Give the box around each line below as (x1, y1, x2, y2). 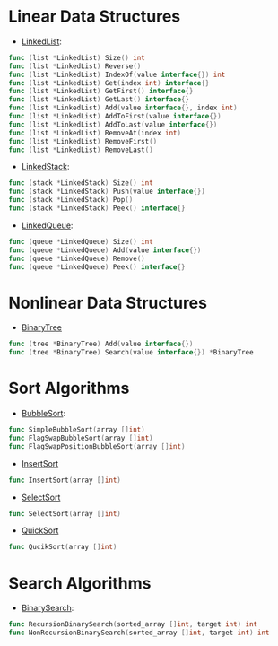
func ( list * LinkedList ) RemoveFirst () (8, 136, 158, 145)
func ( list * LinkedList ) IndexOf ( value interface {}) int (8, 70, 226, 79)
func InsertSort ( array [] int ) (8, 476, 122, 484)
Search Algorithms (8, 572, 152, 593)
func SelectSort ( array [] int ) (8, 509, 122, 518)
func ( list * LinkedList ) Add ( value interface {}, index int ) (8, 103, 239, 113)
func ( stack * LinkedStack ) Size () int (8, 179, 153, 188)
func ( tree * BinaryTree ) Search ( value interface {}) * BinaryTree (8, 348, 254, 357)
